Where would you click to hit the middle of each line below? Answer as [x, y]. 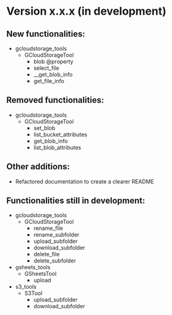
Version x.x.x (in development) [86, 11]
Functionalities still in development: [76, 201]
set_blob [44, 128]
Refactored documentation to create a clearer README [84, 181]
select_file [46, 68]
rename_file [48, 228]
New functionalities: [46, 34]
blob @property [53, 61]
